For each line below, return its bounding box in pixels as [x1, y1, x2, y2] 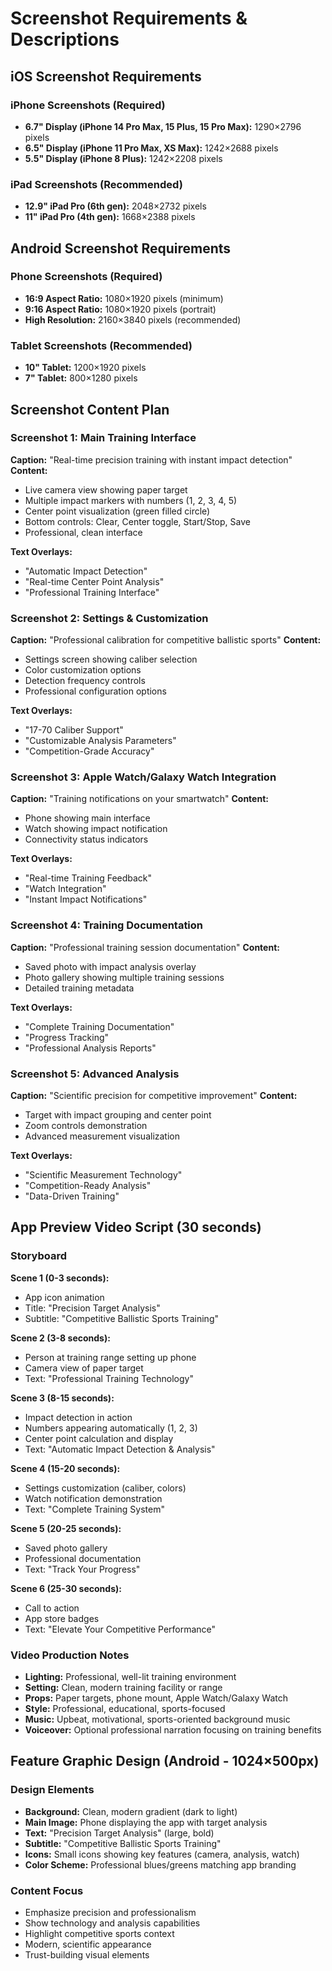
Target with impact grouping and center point [24, 1109, 212, 1121]
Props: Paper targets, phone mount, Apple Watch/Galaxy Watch [24, 1692, 288, 1704]
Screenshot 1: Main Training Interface [10, 431, 197, 445]
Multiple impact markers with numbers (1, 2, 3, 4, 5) [24, 494, 238, 506]
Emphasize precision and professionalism [24, 1907, 197, 1918]
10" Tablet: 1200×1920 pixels [24, 362, 147, 374]
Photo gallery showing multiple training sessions [24, 971, 225, 983]
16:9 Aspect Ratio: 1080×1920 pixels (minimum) [24, 292, 224, 304]
